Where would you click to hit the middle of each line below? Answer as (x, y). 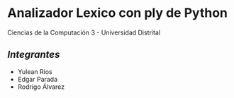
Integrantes (34, 55)
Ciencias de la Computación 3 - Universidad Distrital (84, 32)
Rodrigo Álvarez (41, 87)
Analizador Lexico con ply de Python (118, 13)
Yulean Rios (35, 71)
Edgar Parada (38, 79)
